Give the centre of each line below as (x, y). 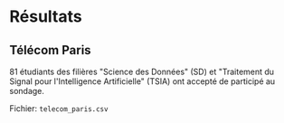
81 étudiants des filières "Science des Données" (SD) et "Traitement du (142, 71)
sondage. (27, 91)
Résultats (46, 17)
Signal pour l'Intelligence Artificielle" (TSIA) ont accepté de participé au (142, 81)
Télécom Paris (51, 50)
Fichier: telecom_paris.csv (59, 109)
